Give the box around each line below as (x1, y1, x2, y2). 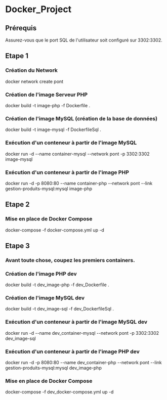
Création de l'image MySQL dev (5, 294, 85, 301)
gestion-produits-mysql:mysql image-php (5, 186, 93, 192)
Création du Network (5, 67, 58, 74)
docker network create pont (5, 78, 64, 84)
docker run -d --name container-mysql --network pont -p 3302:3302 (5, 151, 150, 157)
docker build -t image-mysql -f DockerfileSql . (5, 126, 101, 132)
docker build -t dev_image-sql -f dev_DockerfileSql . (5, 306, 114, 312)
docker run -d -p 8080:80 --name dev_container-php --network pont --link (5, 360, 162, 366)
